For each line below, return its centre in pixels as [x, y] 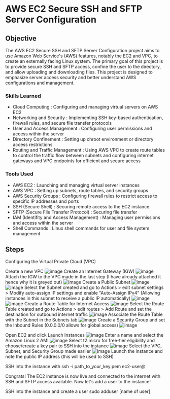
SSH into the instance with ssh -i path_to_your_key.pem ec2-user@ [75, 367]
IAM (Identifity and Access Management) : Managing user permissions [87, 217]
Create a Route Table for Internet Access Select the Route [94, 304]
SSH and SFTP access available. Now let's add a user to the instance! [78, 382]
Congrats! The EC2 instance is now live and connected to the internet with [83, 376]
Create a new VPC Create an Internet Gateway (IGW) [70, 271]
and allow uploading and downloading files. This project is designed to [79, 72]
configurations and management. [40, 83]
